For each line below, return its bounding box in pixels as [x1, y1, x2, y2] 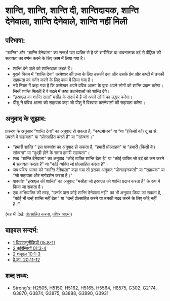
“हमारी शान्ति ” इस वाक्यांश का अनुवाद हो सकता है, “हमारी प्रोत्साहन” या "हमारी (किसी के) [12, 144, 155, 150]
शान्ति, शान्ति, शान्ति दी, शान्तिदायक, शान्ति [5, 5, 139, 16]
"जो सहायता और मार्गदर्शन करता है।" [12, 172, 73, 178]
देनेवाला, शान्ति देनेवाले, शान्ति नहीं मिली [5, 16, 127, 27]
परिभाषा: [5, 36, 25, 45]
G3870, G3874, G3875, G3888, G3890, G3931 [12, 290, 109, 296]
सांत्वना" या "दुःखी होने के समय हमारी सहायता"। [12, 149, 90, 156]
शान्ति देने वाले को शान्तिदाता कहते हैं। [12, 65, 73, 71]
